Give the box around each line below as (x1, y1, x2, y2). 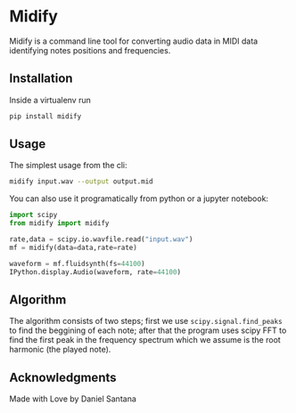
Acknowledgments (9, 369, 118, 385)
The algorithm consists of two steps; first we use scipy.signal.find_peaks (9, 316, 283, 327)
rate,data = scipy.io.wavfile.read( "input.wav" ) (9, 235, 193, 244)
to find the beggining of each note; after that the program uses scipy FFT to (9, 325, 287, 336)
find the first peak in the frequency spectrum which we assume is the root (9, 335, 281, 345)
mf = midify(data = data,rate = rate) (9, 243, 138, 252)
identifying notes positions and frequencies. (9, 45, 171, 55)
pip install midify (9, 111, 82, 121)
